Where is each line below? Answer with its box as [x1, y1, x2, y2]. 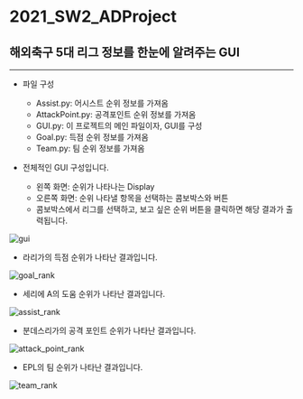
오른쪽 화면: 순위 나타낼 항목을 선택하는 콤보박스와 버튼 [35, 192, 229, 203]
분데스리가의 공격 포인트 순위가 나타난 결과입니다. [22, 325, 197, 336]
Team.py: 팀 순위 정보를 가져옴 [35, 143, 145, 153]
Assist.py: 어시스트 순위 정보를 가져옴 [35, 97, 169, 108]
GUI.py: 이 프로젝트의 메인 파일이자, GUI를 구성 [35, 120, 203, 131]
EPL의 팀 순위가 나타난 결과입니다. [22, 362, 143, 372]
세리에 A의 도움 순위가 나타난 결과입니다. [22, 289, 166, 299]
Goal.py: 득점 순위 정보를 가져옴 [35, 132, 149, 142]
